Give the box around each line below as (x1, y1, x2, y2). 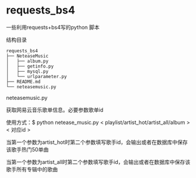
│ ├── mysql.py (6, 68, 49, 74)
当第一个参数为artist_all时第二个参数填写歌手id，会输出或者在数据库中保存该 (6, 158, 191, 165)
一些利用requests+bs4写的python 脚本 (6, 23, 100, 31)
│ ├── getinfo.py (6, 63, 54, 69)
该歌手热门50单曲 (6, 146, 49, 153)
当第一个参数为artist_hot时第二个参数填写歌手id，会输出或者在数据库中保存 (6, 139, 188, 146)
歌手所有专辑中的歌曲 (6, 166, 58, 173)
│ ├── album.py (6, 58, 49, 64)
